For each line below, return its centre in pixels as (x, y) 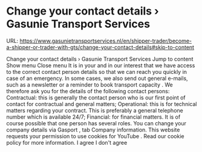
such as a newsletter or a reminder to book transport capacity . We (90, 84)
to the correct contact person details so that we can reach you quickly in (97, 71)
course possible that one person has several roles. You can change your (96, 123)
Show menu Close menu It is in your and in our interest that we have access (101, 65)
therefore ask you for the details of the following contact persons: (88, 91)
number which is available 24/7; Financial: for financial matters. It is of (93, 117)
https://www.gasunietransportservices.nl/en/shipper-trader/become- (106, 41)
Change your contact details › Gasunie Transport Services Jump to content (100, 59)
